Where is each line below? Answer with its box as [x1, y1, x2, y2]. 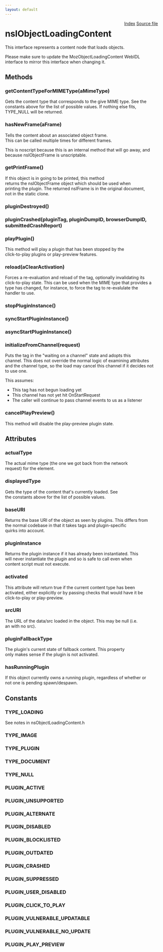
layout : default [5, 7, 38, 12]
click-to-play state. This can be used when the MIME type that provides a [5, 280, 152, 286]
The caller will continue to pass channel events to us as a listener [12, 398, 142, 403]
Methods [5, 73, 33, 81]
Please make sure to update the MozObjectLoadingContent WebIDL [5, 54, 140, 59]
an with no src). [5, 623, 36, 629]
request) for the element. [5, 466, 55, 472]
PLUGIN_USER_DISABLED [5, 889, 66, 895]
